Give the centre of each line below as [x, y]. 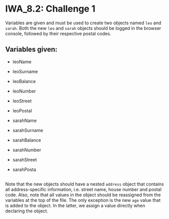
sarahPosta [24, 169]
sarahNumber [27, 150]
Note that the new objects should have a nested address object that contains [84, 184]
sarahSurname [28, 130]
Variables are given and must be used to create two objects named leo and [83, 23]
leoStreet [22, 101]
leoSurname [25, 71]
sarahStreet [24, 159]
